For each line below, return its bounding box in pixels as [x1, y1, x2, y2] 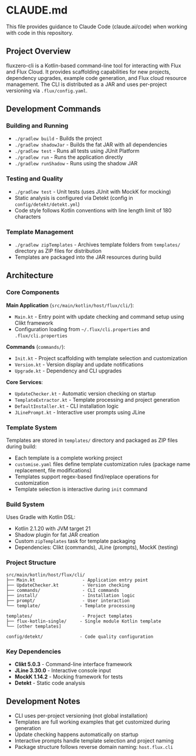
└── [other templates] [6, 623, 62, 630]
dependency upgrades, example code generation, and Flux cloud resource [6, 74, 187, 81]
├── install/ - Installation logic [6, 592, 135, 598]
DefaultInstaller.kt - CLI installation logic [14, 402, 119, 409]
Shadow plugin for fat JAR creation [14, 531, 100, 538]
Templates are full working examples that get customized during [14, 718, 170, 725]
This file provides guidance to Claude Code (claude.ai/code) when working [6, 23, 188, 30]
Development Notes [6, 697, 80, 707]
